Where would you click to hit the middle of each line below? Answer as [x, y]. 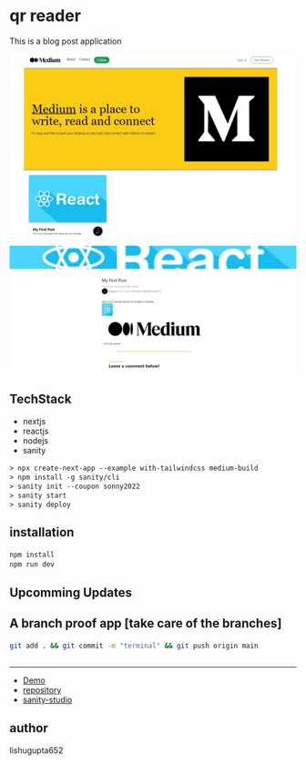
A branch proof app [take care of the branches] [146, 623]
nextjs [34, 421]
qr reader [46, 16]
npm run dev [32, 564]
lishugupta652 [36, 750]
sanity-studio [47, 699]
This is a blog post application [66, 41]
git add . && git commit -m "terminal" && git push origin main [134, 646]
